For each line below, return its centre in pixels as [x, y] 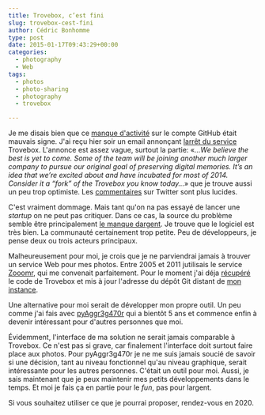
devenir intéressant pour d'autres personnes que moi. [96, 322]
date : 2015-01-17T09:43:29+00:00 [63, 45]
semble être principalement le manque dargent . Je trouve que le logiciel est [131, 224]
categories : [28, 52]
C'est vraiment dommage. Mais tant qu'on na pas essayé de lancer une [124, 207]
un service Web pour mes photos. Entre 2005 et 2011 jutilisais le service [125, 265]
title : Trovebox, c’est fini [56, 15]
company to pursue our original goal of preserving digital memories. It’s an [131, 167]
